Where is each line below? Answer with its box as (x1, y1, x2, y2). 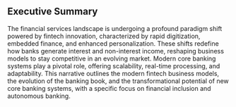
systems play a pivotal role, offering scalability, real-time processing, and (7, 61, 220, 70)
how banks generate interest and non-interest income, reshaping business (7, 46, 225, 55)
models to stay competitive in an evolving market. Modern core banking (7, 54, 216, 63)
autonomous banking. (7, 92, 71, 100)
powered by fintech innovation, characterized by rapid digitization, (7, 32, 201, 40)
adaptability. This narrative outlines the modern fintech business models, (7, 69, 220, 77)
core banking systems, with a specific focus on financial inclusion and (7, 84, 211, 92)
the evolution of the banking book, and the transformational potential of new (7, 77, 230, 85)
